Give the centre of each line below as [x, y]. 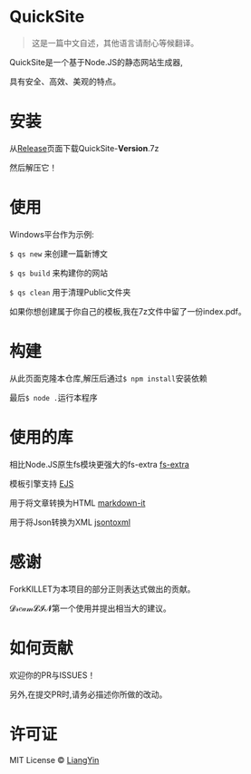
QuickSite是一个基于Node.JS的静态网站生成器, [96, 62]
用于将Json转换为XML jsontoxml [70, 522]
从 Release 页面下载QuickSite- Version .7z [84, 148]
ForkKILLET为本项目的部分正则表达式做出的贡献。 [102, 589]
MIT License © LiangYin [54, 759]
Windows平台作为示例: [52, 234]
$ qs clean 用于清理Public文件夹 [70, 292]
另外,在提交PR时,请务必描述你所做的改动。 [88, 694]
